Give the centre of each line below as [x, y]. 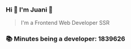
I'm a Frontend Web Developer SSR [65, 23]
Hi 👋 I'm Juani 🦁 [29, 10]
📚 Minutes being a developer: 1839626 [65, 39]
